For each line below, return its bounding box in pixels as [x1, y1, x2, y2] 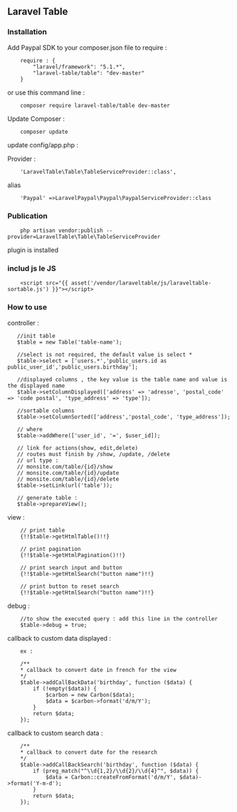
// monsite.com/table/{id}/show [16, 463, 113, 470]
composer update [20, 128, 69, 135]
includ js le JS [7, 263, 56, 273]
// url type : [16, 457, 59, 464]
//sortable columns [16, 407, 75, 414]
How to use [7, 302, 48, 312]
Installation [7, 27, 48, 37]
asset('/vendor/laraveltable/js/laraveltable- [70, 280, 212, 287]
